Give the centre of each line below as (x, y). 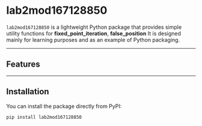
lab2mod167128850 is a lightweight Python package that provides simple (94, 27)
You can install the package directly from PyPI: (64, 106)
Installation (28, 91)
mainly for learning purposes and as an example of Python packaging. (93, 40)
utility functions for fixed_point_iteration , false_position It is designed (94, 33)
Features (23, 64)
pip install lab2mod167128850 (44, 117)
